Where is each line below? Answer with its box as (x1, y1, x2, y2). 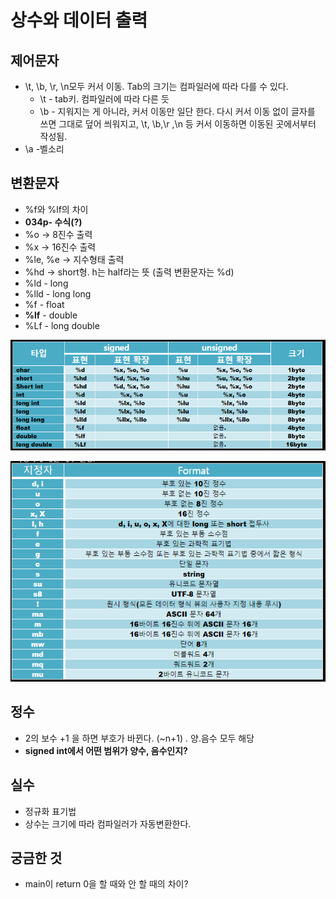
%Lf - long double (24, 319, 100, 331)
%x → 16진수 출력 (24, 241, 97, 253)
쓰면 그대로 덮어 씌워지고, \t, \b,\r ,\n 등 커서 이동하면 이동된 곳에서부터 (39, 118, 317, 130)
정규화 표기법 (24, 805, 77, 817)
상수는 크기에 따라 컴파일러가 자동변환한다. (24, 817, 192, 830)
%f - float (24, 298, 65, 310)
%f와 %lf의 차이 (24, 203, 89, 215)
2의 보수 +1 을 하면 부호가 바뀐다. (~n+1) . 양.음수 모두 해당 (24, 732, 255, 744)
